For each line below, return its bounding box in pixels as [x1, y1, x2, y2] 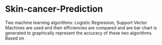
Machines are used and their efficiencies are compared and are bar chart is [5, 24, 157, 30]
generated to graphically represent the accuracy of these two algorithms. [5, 30, 153, 36]
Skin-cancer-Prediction [5, 3, 103, 15]
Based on [5, 35, 24, 41]
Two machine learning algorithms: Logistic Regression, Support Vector [5, 20, 148, 25]
